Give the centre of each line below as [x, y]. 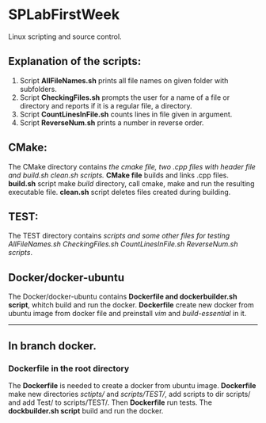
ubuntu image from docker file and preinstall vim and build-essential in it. [127, 314]
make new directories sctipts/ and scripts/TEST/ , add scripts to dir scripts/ [129, 394]
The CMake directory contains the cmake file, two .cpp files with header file [132, 166]
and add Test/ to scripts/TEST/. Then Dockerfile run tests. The [110, 402]
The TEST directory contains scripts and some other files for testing [119, 236]
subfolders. [38, 89]
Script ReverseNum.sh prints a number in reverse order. [112, 122]
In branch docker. [53, 346]
